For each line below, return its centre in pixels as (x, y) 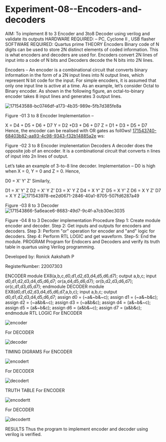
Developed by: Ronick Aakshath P (40, 256)
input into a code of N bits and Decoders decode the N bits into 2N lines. (80, 60)
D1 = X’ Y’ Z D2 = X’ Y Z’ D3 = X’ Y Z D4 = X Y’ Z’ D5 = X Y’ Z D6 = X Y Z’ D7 (83, 190)
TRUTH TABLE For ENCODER (35, 390)
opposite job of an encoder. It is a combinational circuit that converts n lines (83, 151)
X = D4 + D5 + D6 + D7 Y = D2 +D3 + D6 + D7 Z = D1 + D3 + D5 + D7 (76, 125)
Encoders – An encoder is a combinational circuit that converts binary (76, 70)
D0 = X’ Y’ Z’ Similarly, (28, 181)
